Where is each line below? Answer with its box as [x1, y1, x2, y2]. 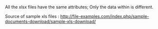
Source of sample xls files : [5, 14, 59, 19]
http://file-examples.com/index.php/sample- [60, 14, 149, 19]
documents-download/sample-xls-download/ [5, 19, 96, 24]
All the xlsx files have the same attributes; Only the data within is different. [5, 4, 154, 10]
